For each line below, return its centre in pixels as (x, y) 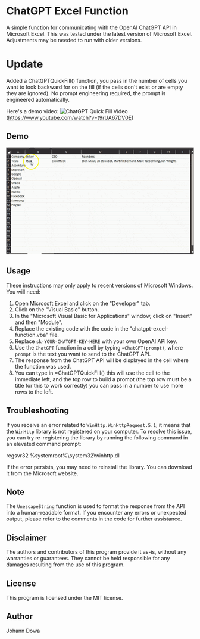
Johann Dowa (23, 631)
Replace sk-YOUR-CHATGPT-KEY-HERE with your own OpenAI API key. (96, 341)
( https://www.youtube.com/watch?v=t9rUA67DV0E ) (70, 117)
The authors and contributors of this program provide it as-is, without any (96, 552)
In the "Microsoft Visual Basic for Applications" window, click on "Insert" (103, 316)
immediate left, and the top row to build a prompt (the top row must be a (103, 379)
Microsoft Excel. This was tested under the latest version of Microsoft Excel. (99, 33)
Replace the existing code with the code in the (72, 328)
